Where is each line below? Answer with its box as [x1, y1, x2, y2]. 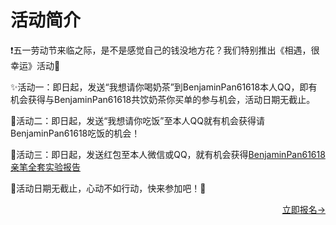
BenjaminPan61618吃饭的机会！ [10, 127, 141, 139]
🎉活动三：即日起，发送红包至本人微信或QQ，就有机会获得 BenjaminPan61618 [10, 148, 326, 160]
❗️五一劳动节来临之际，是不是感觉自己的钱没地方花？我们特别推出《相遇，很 [10, 44, 320, 56]
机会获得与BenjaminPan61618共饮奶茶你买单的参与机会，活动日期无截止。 [10, 93, 316, 105]
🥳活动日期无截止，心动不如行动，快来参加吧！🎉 [10, 182, 207, 194]
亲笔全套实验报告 [10, 161, 81, 173]
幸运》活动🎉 [10, 59, 61, 71]
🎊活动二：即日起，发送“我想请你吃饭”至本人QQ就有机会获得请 [10, 114, 265, 126]
